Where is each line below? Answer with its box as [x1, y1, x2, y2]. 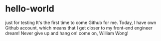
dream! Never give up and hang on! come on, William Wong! [5, 30, 129, 36]
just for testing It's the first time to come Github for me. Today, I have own [5, 19, 157, 25]
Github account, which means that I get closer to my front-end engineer [5, 24, 153, 30]
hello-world [5, 3, 55, 14]
